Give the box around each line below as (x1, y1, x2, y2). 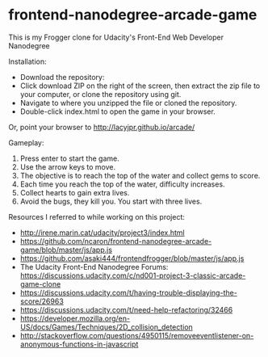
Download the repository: (19, 72, 105, 82)
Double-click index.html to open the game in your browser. (19, 107, 216, 116)
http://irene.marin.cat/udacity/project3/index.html (19, 228, 186, 237)
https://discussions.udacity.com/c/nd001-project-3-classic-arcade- (19, 271, 246, 280)
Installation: (8, 57, 47, 66)
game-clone (19, 279, 61, 288)
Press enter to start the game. (19, 153, 119, 163)
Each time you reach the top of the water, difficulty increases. (19, 179, 225, 189)
